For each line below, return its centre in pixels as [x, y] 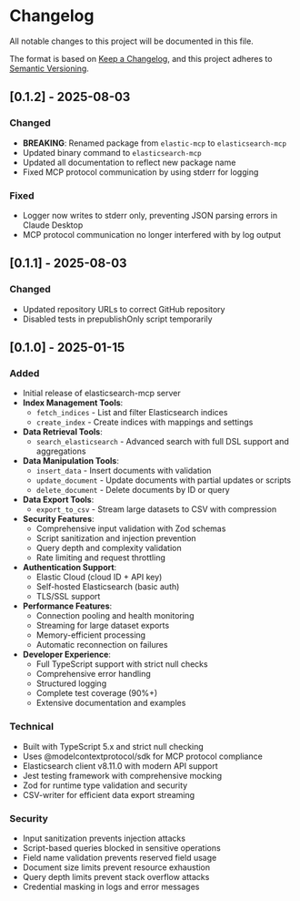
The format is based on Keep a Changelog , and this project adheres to [141, 58]
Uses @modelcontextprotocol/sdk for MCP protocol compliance [143, 756]
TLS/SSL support [68, 597]
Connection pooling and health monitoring [115, 616]
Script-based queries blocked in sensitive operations [121, 847]
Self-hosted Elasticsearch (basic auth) [108, 587]
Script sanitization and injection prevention [116, 538]
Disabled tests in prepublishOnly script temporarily [117, 319]
